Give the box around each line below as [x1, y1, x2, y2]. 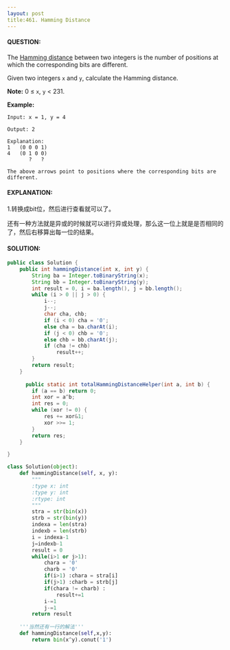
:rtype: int [32, 495, 67, 503]
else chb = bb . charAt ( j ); [43, 336, 118, 343]
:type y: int [32, 489, 69, 496]
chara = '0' [43, 559, 78, 567]
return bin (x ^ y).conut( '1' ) [32, 636, 112, 643]
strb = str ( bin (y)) [32, 514, 88, 522]
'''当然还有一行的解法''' [19, 624, 84, 631]
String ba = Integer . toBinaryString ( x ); [32, 272, 149, 279]
